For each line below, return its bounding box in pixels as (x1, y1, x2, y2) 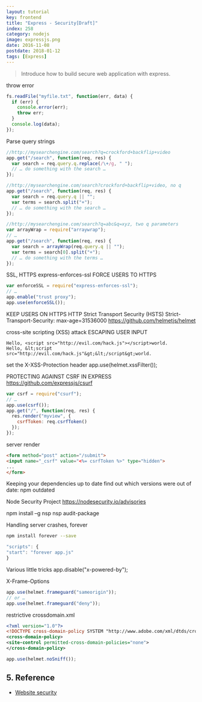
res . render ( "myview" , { (11, 413, 71, 420)
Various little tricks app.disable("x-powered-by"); (6, 566, 128, 573)
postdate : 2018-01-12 (6, 48, 61, 54)
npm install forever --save (6, 533, 77, 539)
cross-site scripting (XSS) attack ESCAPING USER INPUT (6, 328, 148, 335)
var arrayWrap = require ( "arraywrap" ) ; (6, 227, 106, 233)
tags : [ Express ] (6, 53, 47, 60)
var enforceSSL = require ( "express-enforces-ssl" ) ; (6, 283, 138, 289)
